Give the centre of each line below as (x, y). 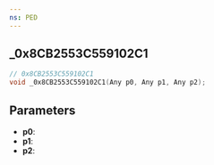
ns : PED (24, 17)
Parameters (43, 110)
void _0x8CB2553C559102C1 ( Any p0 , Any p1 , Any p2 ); (107, 82)
